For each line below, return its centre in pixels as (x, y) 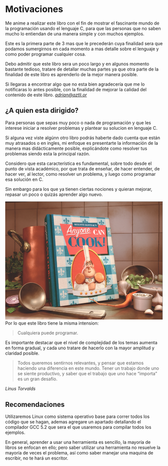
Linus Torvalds (20, 389)
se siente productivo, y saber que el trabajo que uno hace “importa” (87, 374)
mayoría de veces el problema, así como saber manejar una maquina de (79, 452)
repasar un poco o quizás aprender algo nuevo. (54, 194)
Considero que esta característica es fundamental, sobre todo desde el (78, 163)
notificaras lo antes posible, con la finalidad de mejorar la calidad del (76, 89)
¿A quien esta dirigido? (42, 110)
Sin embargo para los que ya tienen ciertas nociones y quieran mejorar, (79, 189)
